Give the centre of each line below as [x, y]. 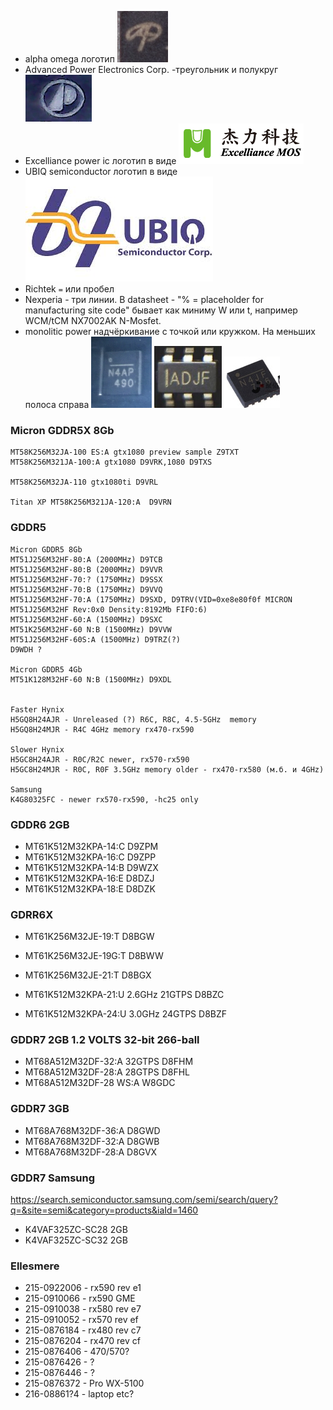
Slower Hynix [37, 749]
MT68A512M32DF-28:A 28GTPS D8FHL [107, 1072]
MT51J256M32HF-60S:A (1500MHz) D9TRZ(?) [96, 639]
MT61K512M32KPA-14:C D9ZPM [91, 846]
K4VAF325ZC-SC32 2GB [76, 1240]
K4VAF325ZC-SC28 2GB [76, 1230]
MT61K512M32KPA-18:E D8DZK [90, 888]
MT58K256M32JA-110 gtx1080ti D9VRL [84, 482]
